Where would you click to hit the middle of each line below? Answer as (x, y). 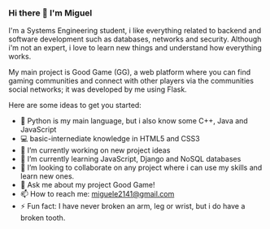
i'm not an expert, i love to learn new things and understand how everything (135, 48)
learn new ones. (47, 176)
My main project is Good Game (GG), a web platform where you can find (129, 72)
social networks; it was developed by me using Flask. (98, 89)
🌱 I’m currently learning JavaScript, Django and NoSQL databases (131, 159)
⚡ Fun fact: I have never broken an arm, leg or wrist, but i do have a (133, 206)
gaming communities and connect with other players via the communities (131, 81)
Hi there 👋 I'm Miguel (50, 13)
